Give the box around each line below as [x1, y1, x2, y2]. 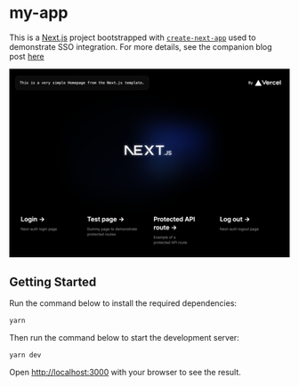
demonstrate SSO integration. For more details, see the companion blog [9, 41, 273, 52]
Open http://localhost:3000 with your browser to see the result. [9, 367, 242, 378]
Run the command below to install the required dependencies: [9, 298, 238, 309]
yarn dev [9, 350, 42, 360]
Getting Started [9, 274, 97, 289]
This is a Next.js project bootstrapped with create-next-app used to [9, 32, 256, 43]
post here [9, 51, 44, 61]
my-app [9, 3, 69, 23]
